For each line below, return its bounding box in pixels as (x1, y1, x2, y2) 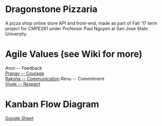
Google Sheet (5, 115, 34, 121)
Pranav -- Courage (5, 70, 44, 76)
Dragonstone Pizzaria (5, 4, 98, 15)
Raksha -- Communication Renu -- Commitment (5, 75, 105, 81)
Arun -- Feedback (5, 65, 43, 71)
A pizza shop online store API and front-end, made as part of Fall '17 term (5, 20, 157, 26)
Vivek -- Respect (5, 81, 40, 87)
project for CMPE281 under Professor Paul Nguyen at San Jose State (5, 25, 148, 31)
